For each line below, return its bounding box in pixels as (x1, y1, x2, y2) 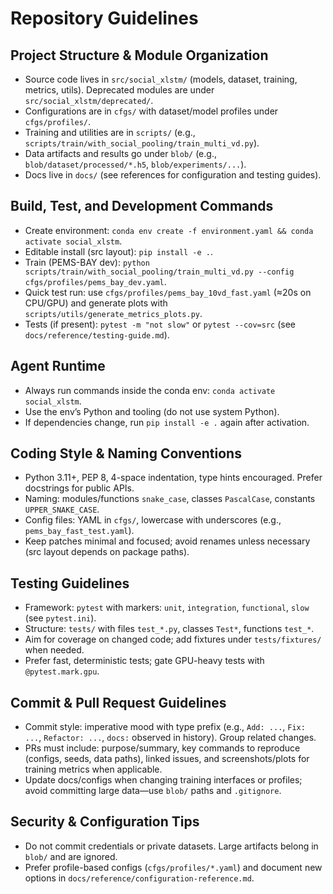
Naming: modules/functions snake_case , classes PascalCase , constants (24, 493, 316, 505)
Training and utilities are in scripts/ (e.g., (24, 127, 196, 138)
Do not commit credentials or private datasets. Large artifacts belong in (24, 840, 319, 852)
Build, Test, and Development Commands (10, 198, 274, 215)
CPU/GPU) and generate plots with (24, 297, 168, 309)
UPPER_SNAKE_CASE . (24, 503, 100, 516)
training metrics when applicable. (24, 763, 163, 776)
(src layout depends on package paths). (24, 546, 190, 558)
